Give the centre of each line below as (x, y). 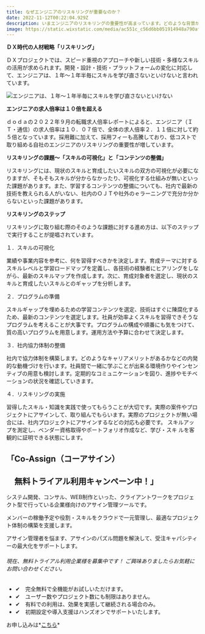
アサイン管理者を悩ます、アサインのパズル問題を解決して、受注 (86, 538)
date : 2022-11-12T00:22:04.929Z (47, 18)
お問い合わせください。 (36, 569)
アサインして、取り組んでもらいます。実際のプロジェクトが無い (112, 415)
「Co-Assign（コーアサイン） (63, 459)
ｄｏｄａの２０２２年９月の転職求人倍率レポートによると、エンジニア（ (97, 122)
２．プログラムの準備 (33, 297)
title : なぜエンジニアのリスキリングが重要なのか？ (63, 12)
